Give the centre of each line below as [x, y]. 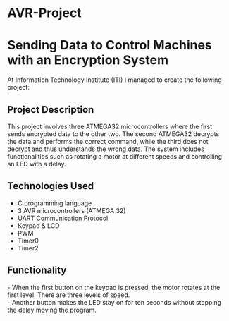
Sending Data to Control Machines [110, 46]
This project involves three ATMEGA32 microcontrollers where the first [110, 126]
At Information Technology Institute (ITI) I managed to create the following [114, 80]
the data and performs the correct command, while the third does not [108, 141]
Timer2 [28, 248]
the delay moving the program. [52, 310]
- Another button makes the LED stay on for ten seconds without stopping [114, 302]
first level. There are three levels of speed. [69, 295]
